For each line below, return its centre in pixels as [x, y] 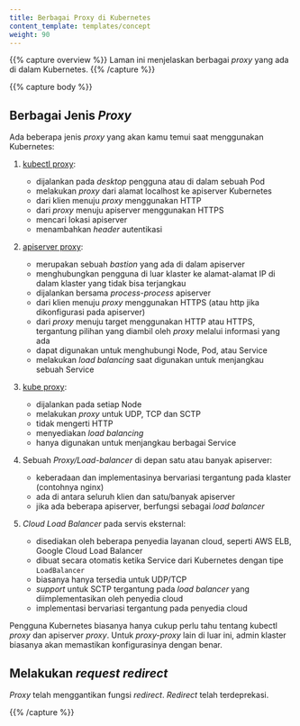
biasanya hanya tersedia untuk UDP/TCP [111, 580]
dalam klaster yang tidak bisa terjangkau [111, 284]
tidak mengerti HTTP [74, 423]
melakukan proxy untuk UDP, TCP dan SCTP [118, 414]
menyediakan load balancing [90, 433]
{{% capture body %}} [51, 87]
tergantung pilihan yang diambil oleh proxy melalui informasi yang [158, 331]
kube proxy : [45, 387]
